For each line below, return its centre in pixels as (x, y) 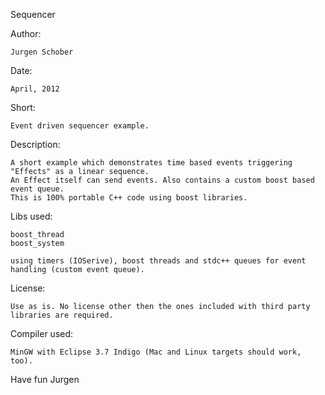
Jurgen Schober (42, 52)
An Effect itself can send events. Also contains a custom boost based (162, 180)
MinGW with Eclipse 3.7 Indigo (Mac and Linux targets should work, (156, 352)
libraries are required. (62, 315)
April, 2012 (35, 89)
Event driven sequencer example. (80, 126)
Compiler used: (42, 333)
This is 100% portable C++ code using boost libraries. (129, 198)
